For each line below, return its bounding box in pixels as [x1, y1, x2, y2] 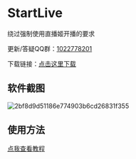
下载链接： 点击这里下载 [7, 59, 76, 68]
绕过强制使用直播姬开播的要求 [7, 29, 95, 38]
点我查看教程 [7, 144, 45, 153]
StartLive [7, 5, 63, 21]
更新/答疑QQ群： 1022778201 [7, 44, 93, 53]
